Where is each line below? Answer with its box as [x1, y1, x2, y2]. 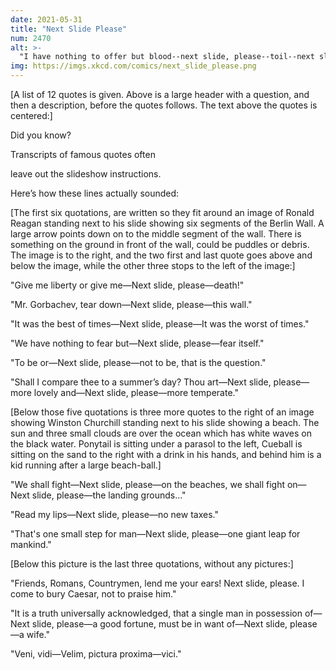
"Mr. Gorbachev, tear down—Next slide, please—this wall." [10, 299, 253, 310]
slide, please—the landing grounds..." [31, 489, 187, 501]
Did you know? [10, 129, 72, 141]
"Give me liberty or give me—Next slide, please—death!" [10, 279, 245, 291]
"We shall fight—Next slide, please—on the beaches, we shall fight [10, 479, 286, 490]
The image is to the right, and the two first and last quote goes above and [10, 249, 313, 261]
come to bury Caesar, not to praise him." [10, 588, 177, 600]
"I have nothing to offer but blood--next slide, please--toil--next [19, 52, 315, 62]
